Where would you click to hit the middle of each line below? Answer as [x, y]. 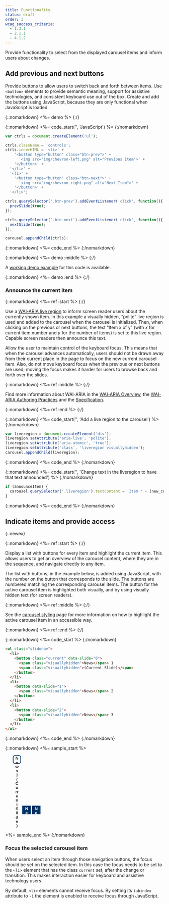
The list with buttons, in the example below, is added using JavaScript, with [83, 574]
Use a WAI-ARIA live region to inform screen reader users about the [75, 311]
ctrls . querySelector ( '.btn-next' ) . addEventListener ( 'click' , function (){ [84, 220]
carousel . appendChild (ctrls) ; [37, 238]
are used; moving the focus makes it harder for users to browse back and [81, 369]
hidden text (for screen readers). [39, 595]
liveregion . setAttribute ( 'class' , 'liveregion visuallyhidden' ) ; [75, 448]
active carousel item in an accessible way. [49, 620]
